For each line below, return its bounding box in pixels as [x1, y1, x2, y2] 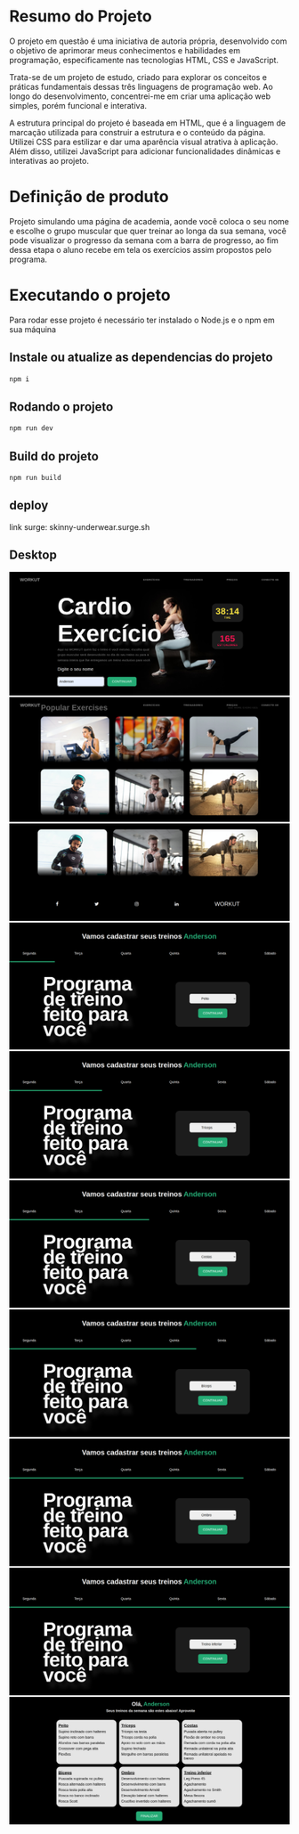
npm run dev [9, 424, 53, 433]
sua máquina [9, 323, 56, 335]
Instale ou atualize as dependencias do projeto [9, 350, 273, 365]
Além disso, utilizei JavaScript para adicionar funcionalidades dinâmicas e [9, 145, 281, 157]
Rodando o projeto [9, 399, 114, 414]
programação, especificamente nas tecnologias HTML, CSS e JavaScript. [9, 54, 279, 65]
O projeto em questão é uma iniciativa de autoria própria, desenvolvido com [9, 36, 287, 46]
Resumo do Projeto [9, 6, 153, 27]
